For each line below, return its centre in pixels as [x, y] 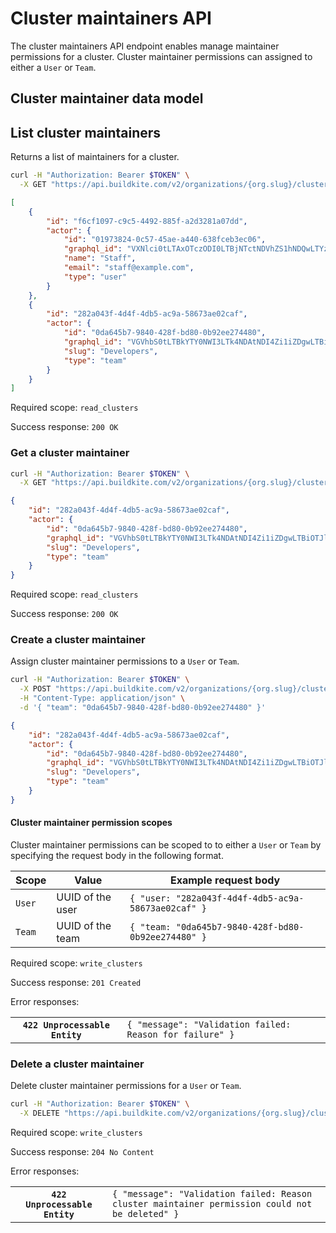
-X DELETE [39, 1113]
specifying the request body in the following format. [117, 856]
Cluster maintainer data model [107, 98]
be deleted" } [145, 1214]
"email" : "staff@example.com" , [129, 268]
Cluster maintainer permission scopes [91, 823]
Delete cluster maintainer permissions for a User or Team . [126, 1086]
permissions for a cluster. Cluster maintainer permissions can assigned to [161, 56]
